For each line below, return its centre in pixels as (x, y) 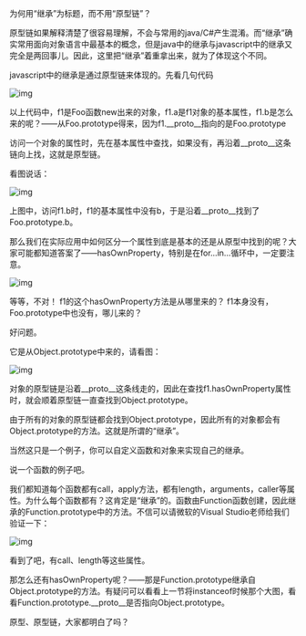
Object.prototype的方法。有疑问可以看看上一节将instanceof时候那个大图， (149, 591)
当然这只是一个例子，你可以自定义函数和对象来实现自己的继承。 (129, 450)
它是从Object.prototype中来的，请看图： (85, 351)
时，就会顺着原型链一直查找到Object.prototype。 (101, 400)
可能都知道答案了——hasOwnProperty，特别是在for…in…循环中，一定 (148, 253)
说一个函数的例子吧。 (49, 469)
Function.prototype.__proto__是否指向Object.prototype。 (123, 602)
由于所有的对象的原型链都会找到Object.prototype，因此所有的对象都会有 (145, 419)
